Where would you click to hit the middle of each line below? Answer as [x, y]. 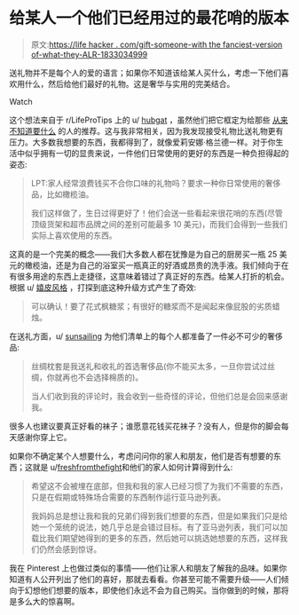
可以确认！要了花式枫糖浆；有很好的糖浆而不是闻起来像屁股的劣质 [151, 306]
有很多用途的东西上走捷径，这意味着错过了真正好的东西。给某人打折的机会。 [149, 276]
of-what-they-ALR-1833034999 [89, 54]
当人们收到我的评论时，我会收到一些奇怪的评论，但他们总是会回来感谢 [159, 396]
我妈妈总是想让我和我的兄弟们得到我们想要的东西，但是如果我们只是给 [159, 516]
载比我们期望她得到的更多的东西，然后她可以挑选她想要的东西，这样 [155, 538]
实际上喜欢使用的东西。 [74, 235]
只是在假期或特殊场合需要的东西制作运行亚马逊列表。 [128, 497]
